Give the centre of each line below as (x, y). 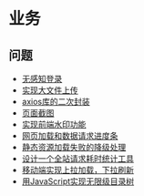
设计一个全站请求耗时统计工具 (77, 159)
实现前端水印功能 (54, 124)
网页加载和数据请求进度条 (70, 136)
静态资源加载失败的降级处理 (74, 147)
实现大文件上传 (50, 90)
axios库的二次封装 (56, 102)
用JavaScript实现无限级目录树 (78, 181)
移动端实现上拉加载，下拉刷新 (77, 170)
